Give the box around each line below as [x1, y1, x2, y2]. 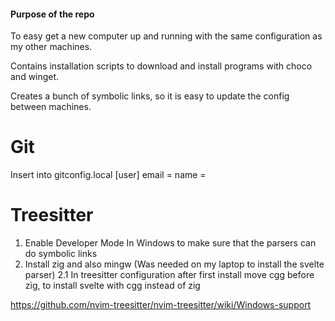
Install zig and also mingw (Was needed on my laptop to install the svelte [24, 258, 325, 270]
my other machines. [10, 41, 93, 53]
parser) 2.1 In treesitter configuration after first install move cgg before [24, 269, 315, 281]
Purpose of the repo [10, 8, 95, 20]
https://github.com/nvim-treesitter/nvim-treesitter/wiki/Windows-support [10, 299, 312, 311]
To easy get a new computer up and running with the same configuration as [10, 30, 323, 42]
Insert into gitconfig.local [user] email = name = [10, 169, 207, 181]
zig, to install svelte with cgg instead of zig [24, 280, 201, 292]
